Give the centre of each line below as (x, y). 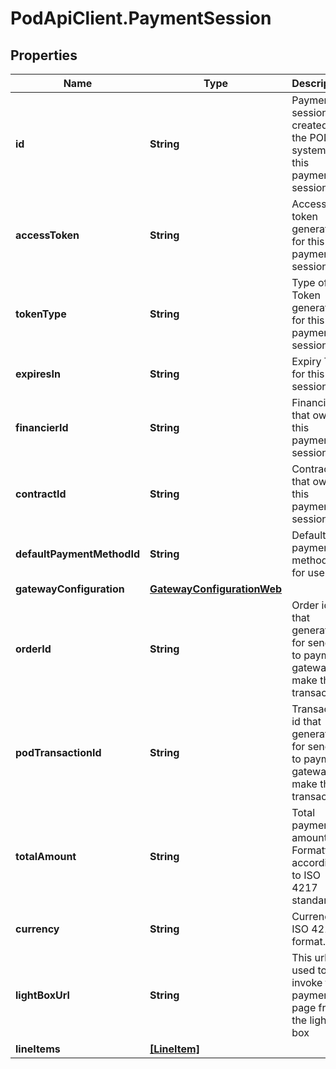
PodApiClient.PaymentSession (141, 18)
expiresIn (38, 374)
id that (306, 721)
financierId (42, 427)
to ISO (306, 875)
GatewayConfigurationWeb (216, 589)
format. (309, 941)
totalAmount (46, 856)
